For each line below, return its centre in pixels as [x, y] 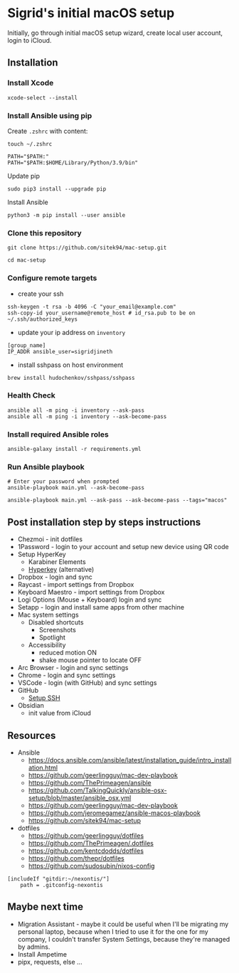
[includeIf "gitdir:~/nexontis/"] [59, 879]
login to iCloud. [30, 40]
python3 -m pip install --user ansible [67, 215]
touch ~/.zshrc [30, 144]
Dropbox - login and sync [55, 577]
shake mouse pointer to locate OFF [90, 660]
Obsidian [31, 706]
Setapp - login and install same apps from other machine [101, 607]
